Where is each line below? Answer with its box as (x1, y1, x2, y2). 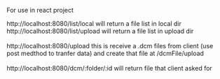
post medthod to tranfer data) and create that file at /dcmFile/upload (6, 49, 205, 57)
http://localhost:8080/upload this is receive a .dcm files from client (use (6, 42, 214, 50)
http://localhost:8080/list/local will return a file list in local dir (6, 20, 181, 27)
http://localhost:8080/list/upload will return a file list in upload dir (6, 27, 194, 35)
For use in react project (6, 6, 74, 14)
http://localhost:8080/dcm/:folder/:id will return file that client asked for (6, 64, 213, 72)
